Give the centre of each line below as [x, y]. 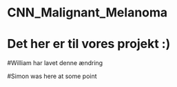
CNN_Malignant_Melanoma [87, 13]
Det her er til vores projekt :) [89, 44]
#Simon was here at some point [52, 76]
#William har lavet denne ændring [55, 63]
